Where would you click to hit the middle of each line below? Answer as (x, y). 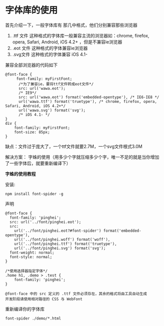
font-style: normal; (31, 257)
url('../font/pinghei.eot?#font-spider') (58, 231)
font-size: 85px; (32, 132)
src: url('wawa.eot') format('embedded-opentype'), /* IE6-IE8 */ (89, 97)
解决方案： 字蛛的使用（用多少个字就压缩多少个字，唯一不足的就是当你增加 (82, 157)
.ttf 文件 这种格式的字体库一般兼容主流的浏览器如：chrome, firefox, (81, 35)
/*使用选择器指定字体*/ (26, 271)
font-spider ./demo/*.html (33, 318)
